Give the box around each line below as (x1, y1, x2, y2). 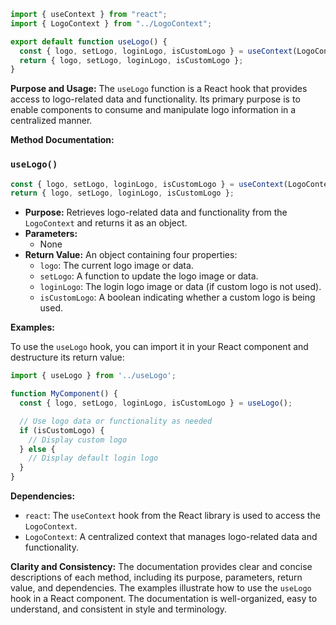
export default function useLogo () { (10, 36, 168, 47)
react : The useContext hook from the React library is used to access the (24, 510, 321, 522)
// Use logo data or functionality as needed (19, 416, 213, 426)
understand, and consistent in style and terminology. (10, 603, 228, 615)
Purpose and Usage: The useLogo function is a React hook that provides (10, 83, 308, 95)
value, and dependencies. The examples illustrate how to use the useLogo (10, 582, 312, 594)
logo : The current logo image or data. (39, 260, 194, 272)
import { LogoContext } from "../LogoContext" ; (10, 18, 213, 29)
